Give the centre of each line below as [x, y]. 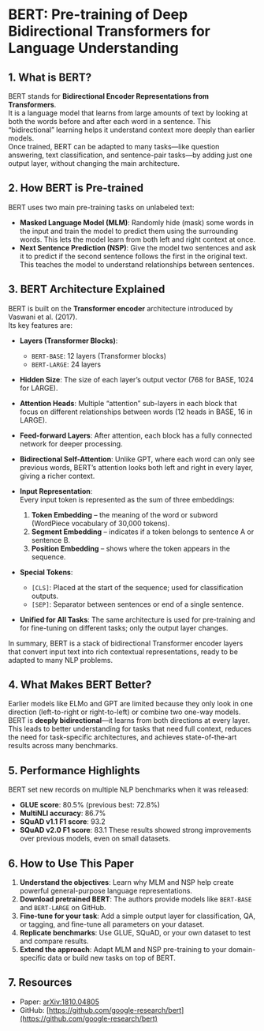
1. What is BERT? [50, 77]
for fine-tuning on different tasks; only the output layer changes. [124, 628]
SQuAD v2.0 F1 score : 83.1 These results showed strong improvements [135, 830]
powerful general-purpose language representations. [106, 891]
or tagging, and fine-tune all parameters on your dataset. [112, 924]
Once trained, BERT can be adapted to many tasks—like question [114, 147]
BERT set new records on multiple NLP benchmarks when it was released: [128, 790]
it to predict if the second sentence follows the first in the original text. [134, 256]
